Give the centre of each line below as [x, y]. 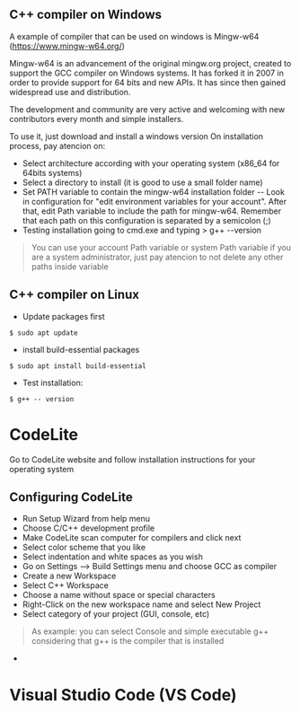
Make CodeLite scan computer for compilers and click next [132, 538]
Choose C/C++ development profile [88, 528]
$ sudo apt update [44, 333]
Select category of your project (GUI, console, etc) [116, 614]
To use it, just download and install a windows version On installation [136, 136]
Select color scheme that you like [84, 548]
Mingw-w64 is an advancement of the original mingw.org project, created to [150, 63]
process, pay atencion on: [57, 145]
